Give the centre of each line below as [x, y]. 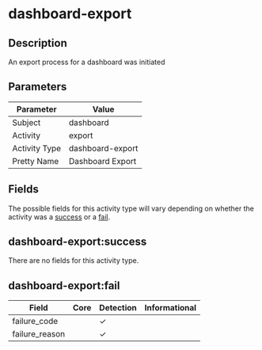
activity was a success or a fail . [59, 217]
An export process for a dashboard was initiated [87, 62]
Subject [27, 122]
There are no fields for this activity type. [74, 261]
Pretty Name [36, 161]
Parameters [38, 87]
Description [38, 43]
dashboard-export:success [78, 242]
